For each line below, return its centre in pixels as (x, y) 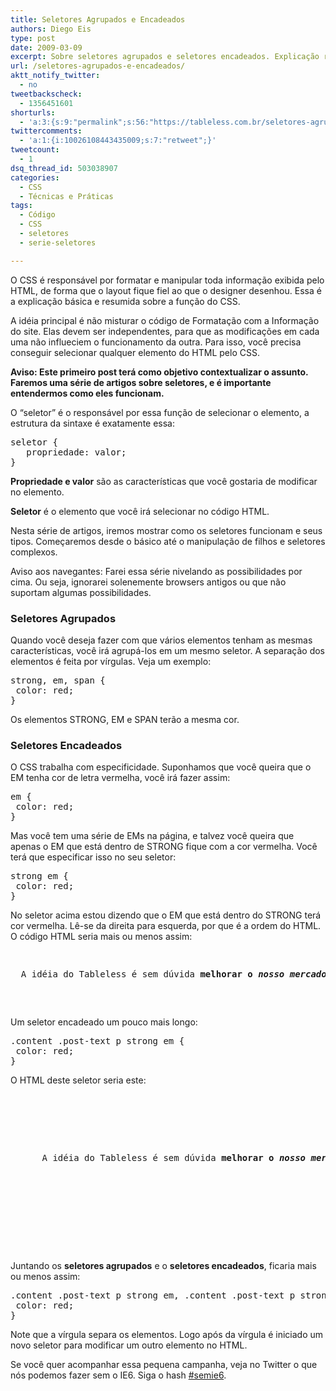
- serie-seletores (58, 242)
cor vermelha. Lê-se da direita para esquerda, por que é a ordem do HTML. (166, 926)
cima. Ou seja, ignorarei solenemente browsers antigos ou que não (148, 582)
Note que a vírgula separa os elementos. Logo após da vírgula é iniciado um (167, 1335)
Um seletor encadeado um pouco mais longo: (104, 1022)
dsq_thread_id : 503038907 (64, 168)
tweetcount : (35, 150)
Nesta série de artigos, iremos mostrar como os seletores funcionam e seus (166, 530)
